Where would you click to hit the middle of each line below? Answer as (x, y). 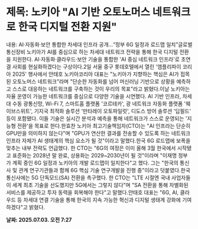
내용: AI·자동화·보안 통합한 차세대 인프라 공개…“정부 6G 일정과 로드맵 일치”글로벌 (99, 44)
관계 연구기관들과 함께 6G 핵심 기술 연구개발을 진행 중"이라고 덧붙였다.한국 (105, 170)
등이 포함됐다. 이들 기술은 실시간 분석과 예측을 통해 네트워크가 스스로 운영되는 (95, 118)
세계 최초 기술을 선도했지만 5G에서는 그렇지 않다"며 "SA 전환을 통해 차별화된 (100, 185)
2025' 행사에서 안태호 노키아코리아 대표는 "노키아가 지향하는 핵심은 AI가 (95, 74)
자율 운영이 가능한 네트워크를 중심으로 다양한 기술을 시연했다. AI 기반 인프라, (94, 96)
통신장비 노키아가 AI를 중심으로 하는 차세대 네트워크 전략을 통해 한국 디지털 (92, 51)
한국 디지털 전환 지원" (67, 27)
